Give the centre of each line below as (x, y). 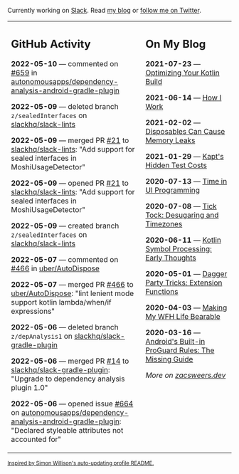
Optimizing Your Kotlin (182, 73)
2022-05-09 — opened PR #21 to (70, 183)
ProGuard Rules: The (180, 350)
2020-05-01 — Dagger (186, 273)
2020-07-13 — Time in (186, 181)
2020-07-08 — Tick (181, 206)
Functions (162, 291)
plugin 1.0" (30, 387)
